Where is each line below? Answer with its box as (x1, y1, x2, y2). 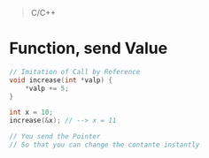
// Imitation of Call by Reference (9, 67, 141, 76)
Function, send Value (9, 39, 168, 58)
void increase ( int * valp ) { (9, 75, 113, 85)
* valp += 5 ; (25, 84, 69, 93)
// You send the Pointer (9, 132, 101, 141)
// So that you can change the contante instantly (9, 140, 200, 149)
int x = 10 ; (9, 108, 53, 117)
